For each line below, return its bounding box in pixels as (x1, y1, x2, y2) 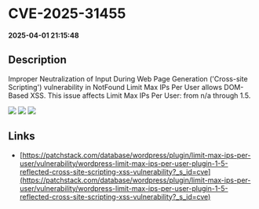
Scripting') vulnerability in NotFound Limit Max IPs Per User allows (8, 82, 222, 92)
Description (8, 53, 67, 67)
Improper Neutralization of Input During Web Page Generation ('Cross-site (8, 74, 249, 83)
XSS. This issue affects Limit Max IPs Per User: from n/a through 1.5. (30, 91, 251, 100)
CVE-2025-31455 (8, 5, 126, 23)
